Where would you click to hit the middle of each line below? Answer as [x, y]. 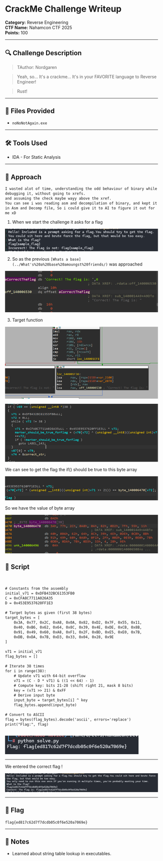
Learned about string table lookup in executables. [62, 853]
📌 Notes [17, 842]
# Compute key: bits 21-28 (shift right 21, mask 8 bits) [73, 685]
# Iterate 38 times [25, 666]
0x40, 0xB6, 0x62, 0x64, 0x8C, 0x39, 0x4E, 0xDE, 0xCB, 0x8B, [78, 627]
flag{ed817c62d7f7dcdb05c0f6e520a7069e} [47, 822]
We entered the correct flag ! [34, 766]
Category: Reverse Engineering [37, 22]
